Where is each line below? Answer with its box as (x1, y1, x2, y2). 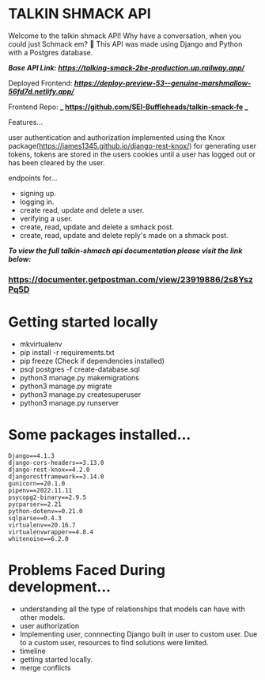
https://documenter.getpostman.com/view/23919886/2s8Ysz (8, 274, 253, 285)
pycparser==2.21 (8, 500, 62, 508)
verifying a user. (19, 213, 73, 223)
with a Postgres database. (8, 47, 93, 57)
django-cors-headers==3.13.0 (8, 459, 104, 467)
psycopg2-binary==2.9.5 (8, 493, 87, 501)
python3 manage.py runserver (19, 398, 119, 407)
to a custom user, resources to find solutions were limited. (19, 637, 209, 647)
